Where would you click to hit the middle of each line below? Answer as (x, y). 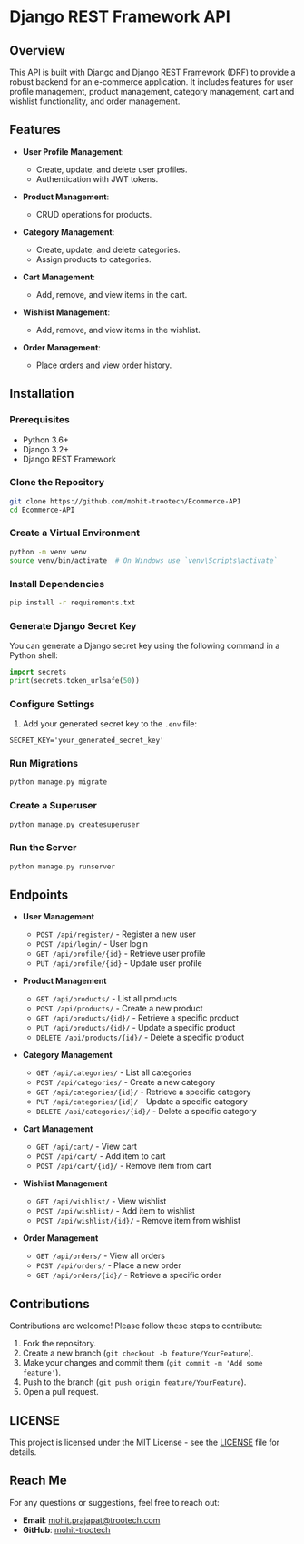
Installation (42, 394)
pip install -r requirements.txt (73, 603)
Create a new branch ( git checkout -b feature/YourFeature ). (138, 1353)
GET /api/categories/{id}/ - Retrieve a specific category (143, 1092)
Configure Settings (52, 704)
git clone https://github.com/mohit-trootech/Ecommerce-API (126, 501)
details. (23, 1452)
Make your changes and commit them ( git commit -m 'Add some (142, 1363)
